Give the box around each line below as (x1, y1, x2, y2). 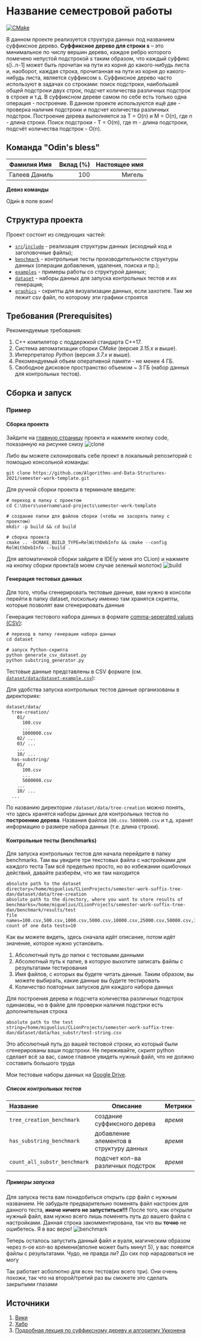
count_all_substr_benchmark (9, 1159, 89, 1166)
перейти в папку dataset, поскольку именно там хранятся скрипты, (6, 595, 179, 602)
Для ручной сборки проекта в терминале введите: (6, 485, 136, 493)
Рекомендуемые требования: (6, 327, 82, 334)
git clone (6, 470, 31, 476)
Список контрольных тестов (6, 1085, 82, 1092)
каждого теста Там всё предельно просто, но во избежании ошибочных (6, 863, 191, 870)
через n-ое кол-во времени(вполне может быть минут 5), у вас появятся (6, 1243, 194, 1251)
